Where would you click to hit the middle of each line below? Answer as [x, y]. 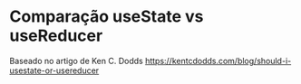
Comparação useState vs [107, 17]
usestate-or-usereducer [54, 70]
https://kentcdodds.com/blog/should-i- [218, 61]
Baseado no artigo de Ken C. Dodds [76, 61]
